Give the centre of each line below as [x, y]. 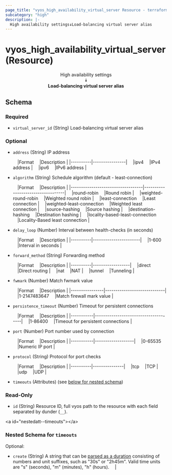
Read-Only [19, 395]
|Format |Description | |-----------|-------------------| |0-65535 [89, 341]
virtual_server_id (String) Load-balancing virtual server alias [78, 128]
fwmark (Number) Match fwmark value [53, 281]
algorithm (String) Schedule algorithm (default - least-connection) [82, 178]
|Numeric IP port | [36, 347]
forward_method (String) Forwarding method [59, 255]
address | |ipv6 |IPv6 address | [50, 168]
